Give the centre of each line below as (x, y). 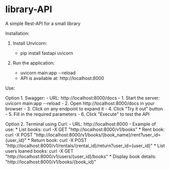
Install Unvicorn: (30, 43)
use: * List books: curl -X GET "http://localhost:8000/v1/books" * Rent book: (85, 129)
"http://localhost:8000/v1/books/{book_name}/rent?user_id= (97, 135)
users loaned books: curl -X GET (39, 151)
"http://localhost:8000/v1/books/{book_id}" (51, 162)
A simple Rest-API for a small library (43, 23)
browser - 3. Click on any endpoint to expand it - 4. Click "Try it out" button (84, 108)
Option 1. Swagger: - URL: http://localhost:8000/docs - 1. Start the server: (83, 98)
